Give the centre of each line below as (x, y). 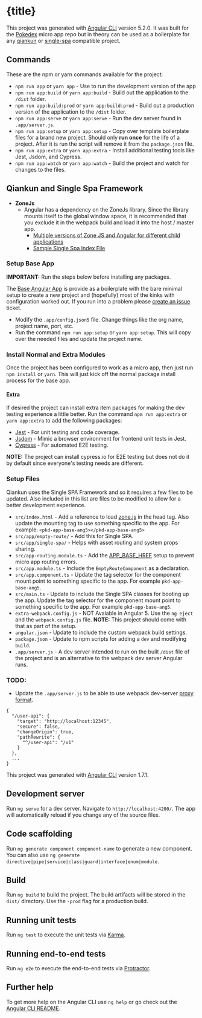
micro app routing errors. (46, 562)
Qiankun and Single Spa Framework (75, 189)
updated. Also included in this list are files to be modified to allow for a (93, 498)
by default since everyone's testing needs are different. (75, 463)
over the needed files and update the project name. (79, 339)
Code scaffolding (39, 834)
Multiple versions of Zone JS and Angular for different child (107, 235)
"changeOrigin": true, (46, 732)
